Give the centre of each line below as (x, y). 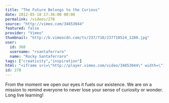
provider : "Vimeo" (24, 33)
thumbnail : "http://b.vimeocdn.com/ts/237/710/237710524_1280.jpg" (77, 38)
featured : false (22, 28)
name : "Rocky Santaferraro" (39, 56)
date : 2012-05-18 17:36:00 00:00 (40, 14)
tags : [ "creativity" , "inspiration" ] (44, 61)
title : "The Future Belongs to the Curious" (53, 10)
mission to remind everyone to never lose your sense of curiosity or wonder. (84, 90)
